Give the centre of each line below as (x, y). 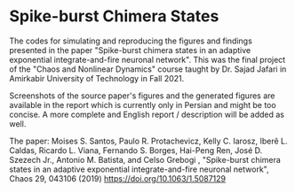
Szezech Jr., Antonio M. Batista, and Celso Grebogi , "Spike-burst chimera (145, 159)
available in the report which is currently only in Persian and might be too (143, 104)
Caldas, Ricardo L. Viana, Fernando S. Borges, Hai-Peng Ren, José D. (136, 150)
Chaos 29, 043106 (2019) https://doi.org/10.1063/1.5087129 (118, 178)
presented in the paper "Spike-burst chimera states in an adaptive (130, 50)
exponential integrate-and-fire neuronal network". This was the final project (147, 59)
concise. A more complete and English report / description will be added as (147, 114)
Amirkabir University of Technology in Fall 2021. (97, 78)
